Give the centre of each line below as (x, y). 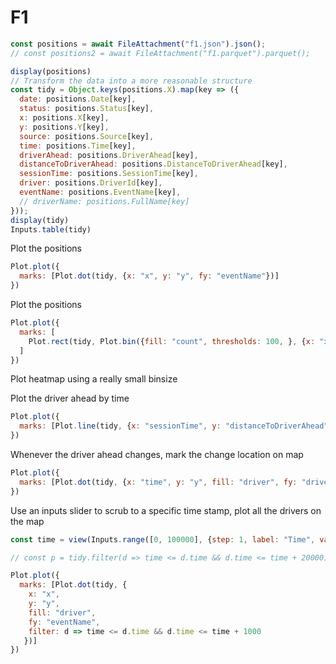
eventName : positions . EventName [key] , (100, 192)
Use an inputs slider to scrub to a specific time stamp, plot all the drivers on (166, 510)
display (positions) (51, 71)
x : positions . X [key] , (64, 118)
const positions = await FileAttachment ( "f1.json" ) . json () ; (138, 44)
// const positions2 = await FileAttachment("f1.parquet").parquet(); (160, 53)
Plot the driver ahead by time (70, 398)
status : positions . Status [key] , (87, 109)
